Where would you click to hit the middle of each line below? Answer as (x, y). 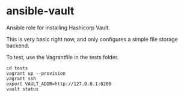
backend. (18, 46)
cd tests (17, 68)
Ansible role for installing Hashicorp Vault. (58, 28)
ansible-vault (40, 11)
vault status (23, 89)
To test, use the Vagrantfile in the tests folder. (63, 57)
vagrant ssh (21, 78)
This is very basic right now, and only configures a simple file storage (92, 39)
